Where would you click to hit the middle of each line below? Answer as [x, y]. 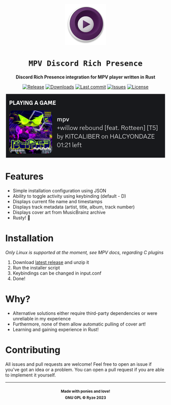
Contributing [33, 350]
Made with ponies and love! [85, 391]
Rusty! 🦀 [21, 218]
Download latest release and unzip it [51, 262]
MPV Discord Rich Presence [85, 63]
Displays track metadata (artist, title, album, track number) [74, 207]
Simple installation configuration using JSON [60, 191]
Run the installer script [36, 267]
